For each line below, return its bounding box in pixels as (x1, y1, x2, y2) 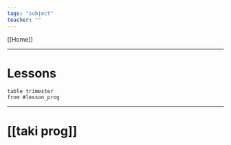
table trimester (7, 88, 54, 95)
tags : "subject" (7, 10, 54, 17)
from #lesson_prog (7, 94, 60, 101)
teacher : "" (7, 16, 41, 23)
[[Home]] (7, 35, 33, 43)
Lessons (7, 66, 57, 81)
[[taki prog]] (7, 123, 78, 139)
